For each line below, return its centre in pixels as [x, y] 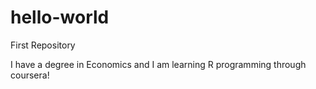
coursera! [30, 75]
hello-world [60, 17]
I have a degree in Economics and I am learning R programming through [158, 64]
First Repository [43, 45]
